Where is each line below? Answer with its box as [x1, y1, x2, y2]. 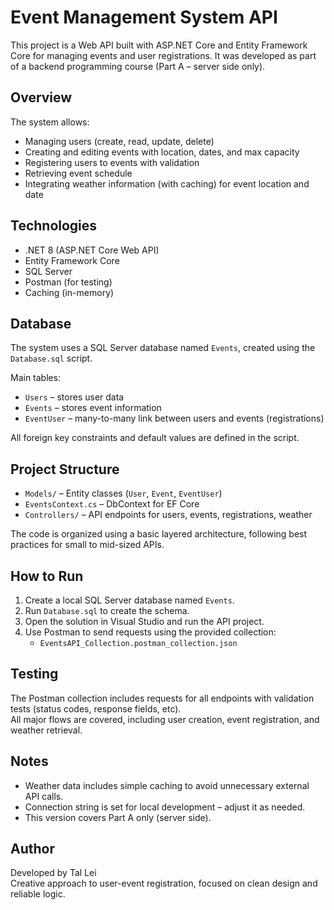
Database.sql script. [10, 352, 93, 365]
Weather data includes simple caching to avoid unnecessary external [24, 779, 310, 791]
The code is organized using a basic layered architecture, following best [10, 528, 308, 540]
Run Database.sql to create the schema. [24, 605, 190, 616]
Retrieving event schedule [24, 167, 133, 179]
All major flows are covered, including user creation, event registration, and [10, 713, 320, 725]
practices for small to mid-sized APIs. [10, 539, 165, 551]
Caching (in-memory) [24, 286, 115, 298]
